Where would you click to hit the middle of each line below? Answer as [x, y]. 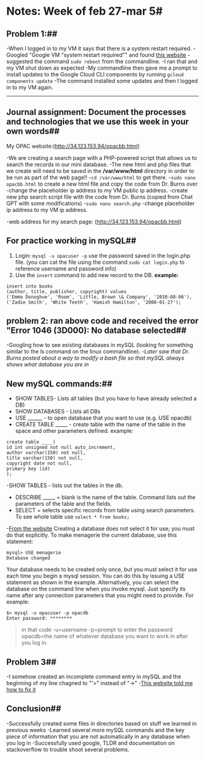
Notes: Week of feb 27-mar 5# [85, 11]
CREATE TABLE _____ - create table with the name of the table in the [100, 424]
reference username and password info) [66, 268]
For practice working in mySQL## [71, 241]
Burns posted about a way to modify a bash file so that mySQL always [95, 358]
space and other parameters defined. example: [74, 431]
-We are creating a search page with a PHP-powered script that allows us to [102, 158]
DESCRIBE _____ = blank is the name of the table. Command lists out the [105, 497]
